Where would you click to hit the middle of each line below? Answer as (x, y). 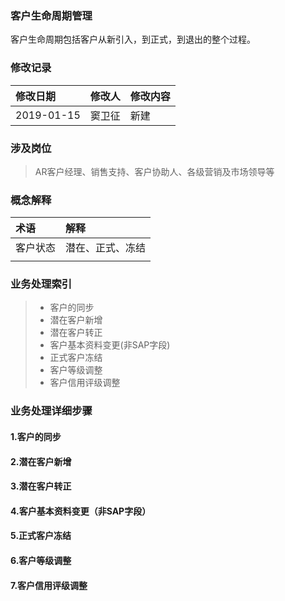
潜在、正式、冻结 (106, 248)
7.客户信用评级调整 (49, 585)
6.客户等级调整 (41, 560)
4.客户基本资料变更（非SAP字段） (81, 511)
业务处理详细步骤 (51, 411)
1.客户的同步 (36, 436)
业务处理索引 (41, 284)
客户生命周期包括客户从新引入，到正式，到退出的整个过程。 (133, 39)
